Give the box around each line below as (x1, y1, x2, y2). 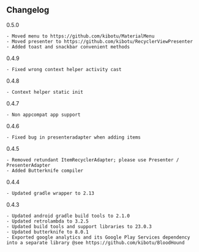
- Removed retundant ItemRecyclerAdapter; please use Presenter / (6, 156, 179, 163)
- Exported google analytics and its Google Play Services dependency (6, 234, 190, 240)
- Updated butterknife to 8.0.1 (6, 229, 89, 235)
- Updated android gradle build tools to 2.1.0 (6, 213, 130, 219)
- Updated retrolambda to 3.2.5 (6, 218, 89, 224)
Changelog (6, 5, 50, 15)
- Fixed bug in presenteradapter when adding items (6, 134, 141, 140)
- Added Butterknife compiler (6, 167, 84, 174)
